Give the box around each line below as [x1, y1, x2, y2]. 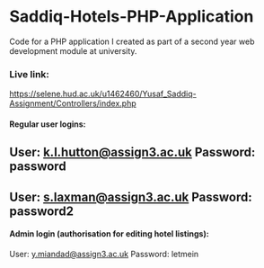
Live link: [9, 67, 49, 80]
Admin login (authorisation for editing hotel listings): [9, 228, 209, 239]
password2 [9, 203, 75, 219]
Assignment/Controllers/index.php [9, 98, 136, 109]
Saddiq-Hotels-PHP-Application [9, 6, 254, 27]
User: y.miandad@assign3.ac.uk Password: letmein [9, 248, 199, 259]
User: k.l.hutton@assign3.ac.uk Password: [9, 145, 256, 160]
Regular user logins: [9, 119, 87, 130]
